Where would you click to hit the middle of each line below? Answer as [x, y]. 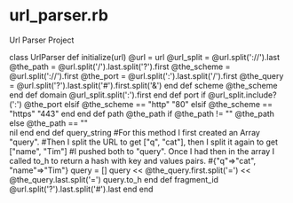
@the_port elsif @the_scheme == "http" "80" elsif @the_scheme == [148, 104]
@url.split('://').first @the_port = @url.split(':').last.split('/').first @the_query [146, 75]
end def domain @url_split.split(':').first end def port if [107, 95]
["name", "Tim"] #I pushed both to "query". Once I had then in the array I [142, 151]
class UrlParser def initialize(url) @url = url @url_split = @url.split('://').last [145, 57]
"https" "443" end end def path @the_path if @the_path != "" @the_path [142, 113]
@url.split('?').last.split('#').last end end [81, 189]
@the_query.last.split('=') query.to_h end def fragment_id [114, 179]
